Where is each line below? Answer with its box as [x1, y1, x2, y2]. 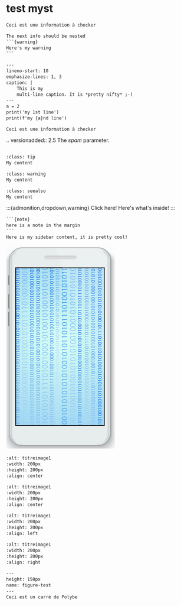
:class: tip [6, 154, 35, 160]
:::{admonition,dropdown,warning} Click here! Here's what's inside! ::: [6, 204, 176, 211]
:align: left [6, 530, 38, 536]
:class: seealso [6, 188, 46, 194]
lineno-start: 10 [6, 67, 49, 74]
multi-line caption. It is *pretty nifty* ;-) [17, 91, 133, 98]
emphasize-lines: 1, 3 [6, 73, 62, 80]
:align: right [6, 559, 41, 565]
